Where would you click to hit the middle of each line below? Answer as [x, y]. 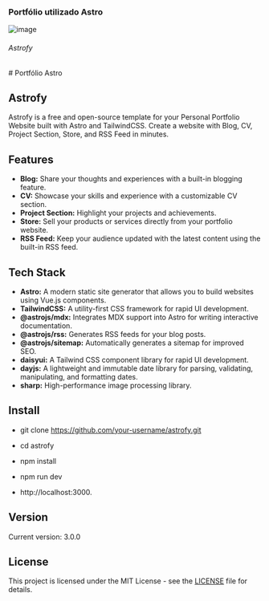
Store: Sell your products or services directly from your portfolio [126, 221]
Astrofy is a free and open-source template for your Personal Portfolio [124, 117]
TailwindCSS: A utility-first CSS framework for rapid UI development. [134, 308]
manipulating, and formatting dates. [79, 376]
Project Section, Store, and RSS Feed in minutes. [89, 134]
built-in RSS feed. [49, 247]
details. [20, 590]
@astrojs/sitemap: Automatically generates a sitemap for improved [132, 343]
